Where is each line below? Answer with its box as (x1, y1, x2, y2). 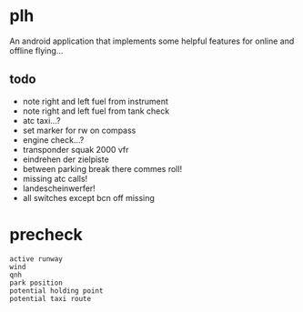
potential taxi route (9, 294, 92, 303)
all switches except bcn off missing (22, 192, 155, 203)
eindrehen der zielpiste (22, 154, 109, 165)
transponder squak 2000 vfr (22, 144, 129, 155)
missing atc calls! (22, 173, 88, 184)
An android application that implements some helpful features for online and (9, 35, 295, 46)
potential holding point (9, 286, 104, 296)
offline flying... (9, 45, 64, 55)
